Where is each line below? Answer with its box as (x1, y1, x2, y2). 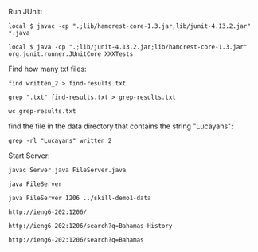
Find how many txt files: (8, 64, 87, 73)
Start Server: (8, 151, 50, 160)
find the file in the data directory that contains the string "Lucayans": (8, 121, 233, 131)
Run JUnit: (8, 7, 43, 16)
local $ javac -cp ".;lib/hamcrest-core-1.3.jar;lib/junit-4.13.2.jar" (8, 22, 251, 30)
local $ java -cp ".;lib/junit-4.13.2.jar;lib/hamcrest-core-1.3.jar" (8, 43, 248, 51)
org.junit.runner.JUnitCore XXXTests (8, 50, 134, 58)
